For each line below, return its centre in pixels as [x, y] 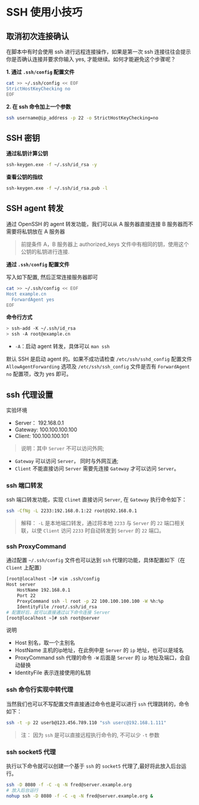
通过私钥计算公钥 [27, 154]
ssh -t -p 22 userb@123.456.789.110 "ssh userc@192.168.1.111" [86, 722]
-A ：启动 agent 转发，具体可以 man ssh [62, 346]
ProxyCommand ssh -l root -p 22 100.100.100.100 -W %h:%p [90, 601]
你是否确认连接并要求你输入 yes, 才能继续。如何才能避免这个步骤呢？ [91, 59]
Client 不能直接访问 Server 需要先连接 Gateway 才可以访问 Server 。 [97, 468]
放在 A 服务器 [49, 231]
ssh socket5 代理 [31, 752]
